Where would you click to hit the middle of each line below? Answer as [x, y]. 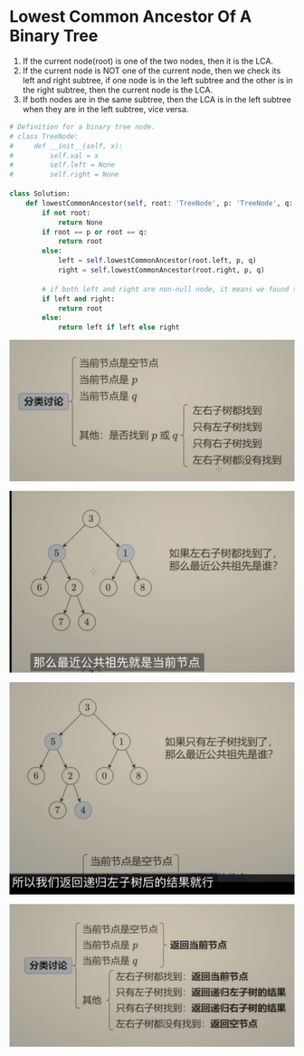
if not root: [66, 213]
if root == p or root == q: [95, 232]
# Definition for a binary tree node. [82, 127]
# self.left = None [62, 165]
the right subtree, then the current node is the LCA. [118, 90]
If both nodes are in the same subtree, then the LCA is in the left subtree [157, 99]
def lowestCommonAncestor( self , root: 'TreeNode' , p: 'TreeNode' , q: [160, 203]
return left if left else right [119, 328]
